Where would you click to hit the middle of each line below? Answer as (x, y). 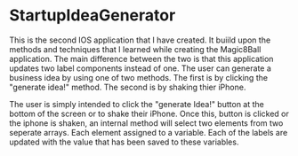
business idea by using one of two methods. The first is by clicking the (139, 77)
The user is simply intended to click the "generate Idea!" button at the (137, 104)
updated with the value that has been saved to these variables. (124, 142)
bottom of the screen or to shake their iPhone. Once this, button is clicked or (149, 113)
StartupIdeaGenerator (93, 16)
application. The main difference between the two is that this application (141, 58)
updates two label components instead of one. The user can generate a (140, 68)
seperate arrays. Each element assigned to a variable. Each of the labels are (149, 132)
